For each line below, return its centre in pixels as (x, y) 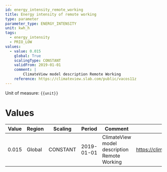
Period (89, 128)
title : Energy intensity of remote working (51, 14)
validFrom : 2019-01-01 (38, 65)
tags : (11, 33)
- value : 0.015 (25, 51)
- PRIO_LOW (21, 42)
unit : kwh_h (17, 28)
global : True (28, 56)
